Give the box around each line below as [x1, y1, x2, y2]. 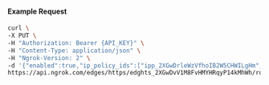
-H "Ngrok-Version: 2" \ [7, 54, 91, 62]
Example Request [7, 6, 67, 16]
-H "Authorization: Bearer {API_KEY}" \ [7, 38, 145, 47]
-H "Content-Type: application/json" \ [7, 47, 141, 55]
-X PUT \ [7, 32, 37, 40]
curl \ [7, 24, 30, 32]
